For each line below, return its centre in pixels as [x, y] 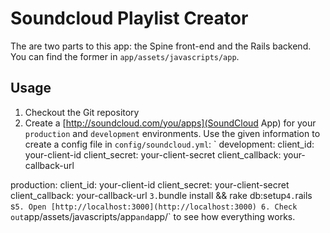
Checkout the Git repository [82, 112]
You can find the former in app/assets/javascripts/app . [125, 56]
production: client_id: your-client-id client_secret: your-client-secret [150, 184]
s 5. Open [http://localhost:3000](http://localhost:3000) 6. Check [154, 206]
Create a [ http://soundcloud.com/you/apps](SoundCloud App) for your [170, 123]
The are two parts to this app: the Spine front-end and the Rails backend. [161, 46]
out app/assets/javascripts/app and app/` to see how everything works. [153, 216]
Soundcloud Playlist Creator [129, 18]
